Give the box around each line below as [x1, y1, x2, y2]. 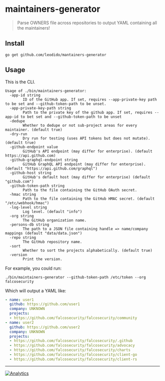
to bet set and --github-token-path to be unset [20, 114, 122, 119]
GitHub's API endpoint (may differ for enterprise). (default [23, 149, 153, 154]
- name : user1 [5, 297, 34, 302]
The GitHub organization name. [23, 218, 87, 223]
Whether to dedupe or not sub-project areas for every [23, 123, 137, 128]
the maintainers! [17, 25, 50, 31]
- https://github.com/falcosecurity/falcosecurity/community [9, 315, 137, 321]
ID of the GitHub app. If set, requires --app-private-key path [23, 97, 157, 102]
